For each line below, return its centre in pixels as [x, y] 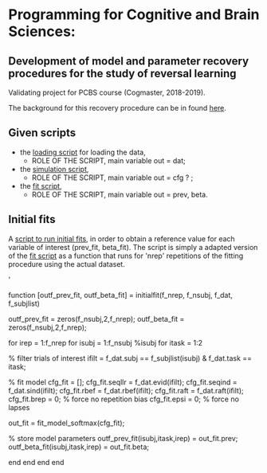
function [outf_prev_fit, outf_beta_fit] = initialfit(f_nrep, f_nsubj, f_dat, [121, 295]
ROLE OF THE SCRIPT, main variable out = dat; [108, 160]
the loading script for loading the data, [82, 152]
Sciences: [42, 31]
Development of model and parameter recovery [129, 61]
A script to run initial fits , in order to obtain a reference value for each [122, 238]
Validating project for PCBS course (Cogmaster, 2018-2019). [107, 92]
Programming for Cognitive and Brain [134, 15]
